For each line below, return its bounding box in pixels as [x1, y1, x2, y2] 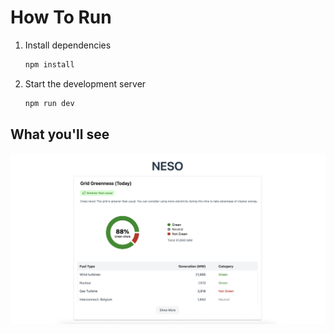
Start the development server [24, 77, 147, 90]
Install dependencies [24, 39, 112, 51]
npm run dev [24, 98, 75, 108]
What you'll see [10, 126, 110, 143]
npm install [24, 59, 75, 70]
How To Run [10, 6, 112, 29]
